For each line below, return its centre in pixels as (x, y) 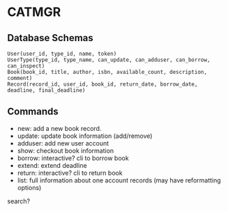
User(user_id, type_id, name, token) (62, 54)
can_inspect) (26, 66)
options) (29, 187)
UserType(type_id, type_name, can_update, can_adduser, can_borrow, (109, 60)
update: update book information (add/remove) (85, 136)
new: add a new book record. (59, 128)
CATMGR (34, 12)
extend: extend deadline (52, 165)
